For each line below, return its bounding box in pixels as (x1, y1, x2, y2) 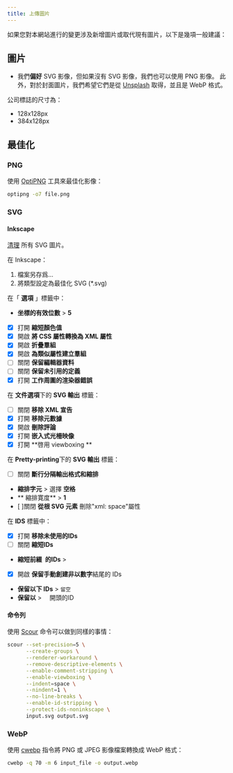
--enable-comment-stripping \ (25, 667, 113, 674)
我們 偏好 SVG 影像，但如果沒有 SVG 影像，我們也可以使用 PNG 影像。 (17, 72, 218, 81)
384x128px (17, 117, 50, 125)
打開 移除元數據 (17, 414, 63, 422)
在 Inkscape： (7, 255, 47, 264)
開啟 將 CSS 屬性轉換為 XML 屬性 (17, 332, 113, 341)
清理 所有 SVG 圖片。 (7, 241, 68, 249)
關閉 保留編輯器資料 (17, 358, 74, 367)
